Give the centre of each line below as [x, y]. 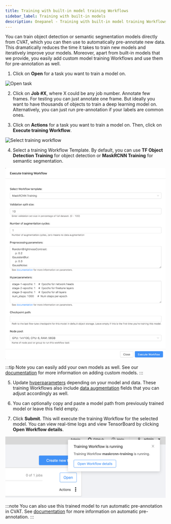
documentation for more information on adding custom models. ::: [74, 373]
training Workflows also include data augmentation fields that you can [86, 388]
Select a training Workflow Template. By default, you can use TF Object [88, 150]
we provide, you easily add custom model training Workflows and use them [84, 58]
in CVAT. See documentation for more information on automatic [72, 511]
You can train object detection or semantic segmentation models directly [81, 37]
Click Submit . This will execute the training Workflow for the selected [85, 419]
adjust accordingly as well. [40, 393]
